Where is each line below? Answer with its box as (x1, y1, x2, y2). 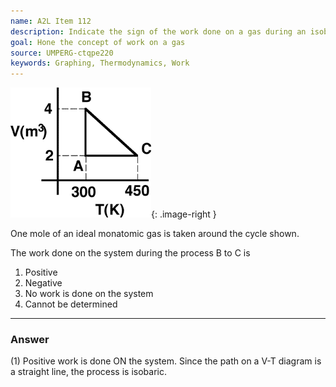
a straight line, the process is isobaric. (10, 366, 167, 378)
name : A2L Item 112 (10, 16, 92, 26)
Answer (10, 333, 50, 347)
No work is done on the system (24, 288, 154, 300)
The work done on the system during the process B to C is (10, 247, 251, 259)
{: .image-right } (151, 208, 217, 220)
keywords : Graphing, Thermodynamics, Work (10, 58, 190, 69)
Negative (24, 277, 63, 289)
